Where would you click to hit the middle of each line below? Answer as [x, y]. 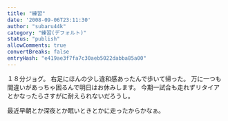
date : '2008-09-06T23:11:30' [49, 20]
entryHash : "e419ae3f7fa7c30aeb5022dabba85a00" [77, 58]
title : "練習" [27, 13]
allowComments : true [37, 45]
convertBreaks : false [38, 52]
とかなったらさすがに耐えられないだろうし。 [71, 96]
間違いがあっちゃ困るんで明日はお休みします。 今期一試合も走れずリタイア [113, 87]
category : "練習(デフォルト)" [47, 33]
